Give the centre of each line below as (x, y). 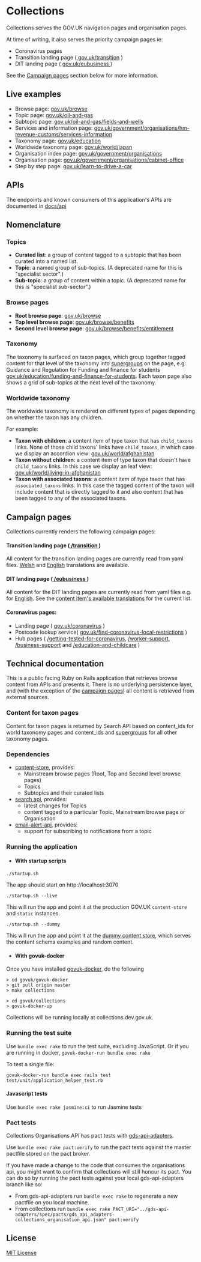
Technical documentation (55, 663)
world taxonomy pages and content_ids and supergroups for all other (92, 732)
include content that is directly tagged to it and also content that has (99, 492)
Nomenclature (34, 224)
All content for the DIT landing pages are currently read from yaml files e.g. (99, 592)
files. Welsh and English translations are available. (68, 565)
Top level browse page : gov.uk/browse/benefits (74, 322)
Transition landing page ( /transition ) (53, 545)
